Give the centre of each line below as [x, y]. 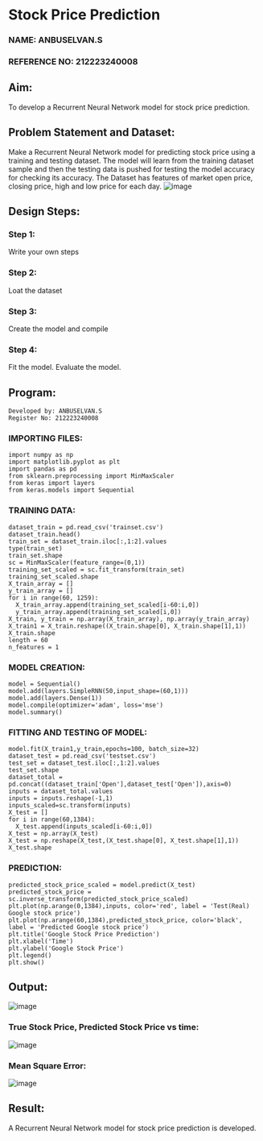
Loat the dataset [35, 290]
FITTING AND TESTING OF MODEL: [78, 732]
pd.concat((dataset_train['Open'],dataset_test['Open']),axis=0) [120, 784]
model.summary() [35, 712]
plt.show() [27, 962]
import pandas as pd [43, 469]
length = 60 [28, 640]
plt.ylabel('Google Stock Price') [66, 948]
